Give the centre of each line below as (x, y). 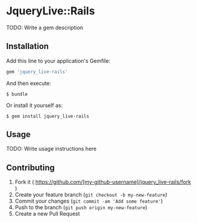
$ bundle (17, 94)
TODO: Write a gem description (45, 28)
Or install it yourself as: (34, 105)
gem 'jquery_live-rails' (37, 72)
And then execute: (29, 83)
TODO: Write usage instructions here (51, 149)
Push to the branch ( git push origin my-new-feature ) (81, 207)
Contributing (30, 168)
